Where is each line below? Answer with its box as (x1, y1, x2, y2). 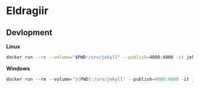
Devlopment (6, 28, 53, 38)
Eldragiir (6, 4, 49, 18)
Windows (6, 65, 30, 72)
